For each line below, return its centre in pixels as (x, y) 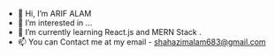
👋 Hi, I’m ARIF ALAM (54, 14)
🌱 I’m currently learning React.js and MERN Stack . (109, 32)
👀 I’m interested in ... (55, 23)
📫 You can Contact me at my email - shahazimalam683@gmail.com (142, 42)
